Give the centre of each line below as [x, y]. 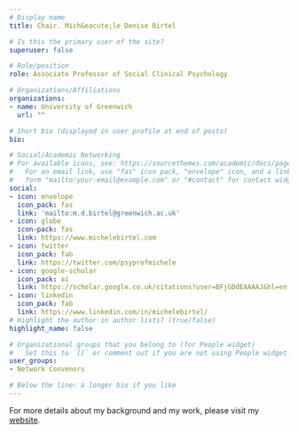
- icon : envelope [41, 196]
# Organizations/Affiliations [65, 91]
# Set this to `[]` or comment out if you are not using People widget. [150, 353]
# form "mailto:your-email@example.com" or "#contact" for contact [141, 180]
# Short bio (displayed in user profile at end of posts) [118, 131]
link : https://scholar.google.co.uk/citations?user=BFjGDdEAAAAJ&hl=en [153, 287]
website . [25, 420]
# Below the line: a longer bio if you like [93, 386]
